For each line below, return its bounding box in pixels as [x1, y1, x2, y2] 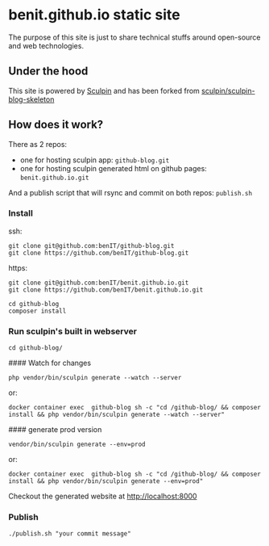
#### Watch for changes [8, 358, 91, 368]
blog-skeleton [8, 94, 55, 104]
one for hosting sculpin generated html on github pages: [19, 163, 207, 173]
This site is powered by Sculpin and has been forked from [8, 86, 200, 95]
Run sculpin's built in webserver [8, 325, 137, 337]
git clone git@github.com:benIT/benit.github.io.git [8, 279, 189, 287]
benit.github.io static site [8, 6, 181, 24]
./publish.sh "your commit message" [8, 530, 131, 538]
